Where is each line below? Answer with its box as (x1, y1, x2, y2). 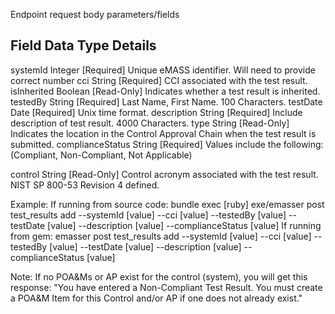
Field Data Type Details (10, 37, 157, 54)
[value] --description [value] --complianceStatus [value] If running (47, 219, 322, 231)
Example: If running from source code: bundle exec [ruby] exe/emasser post (10, 198, 325, 210)
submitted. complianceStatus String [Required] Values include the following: (10, 138, 324, 150)
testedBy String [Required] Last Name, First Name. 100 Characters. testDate (10, 95, 323, 108)
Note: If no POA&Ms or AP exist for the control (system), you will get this (10, 270, 308, 283)
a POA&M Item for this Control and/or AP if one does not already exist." (10, 292, 303, 304)
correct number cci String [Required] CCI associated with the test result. (10, 74, 308, 86)
